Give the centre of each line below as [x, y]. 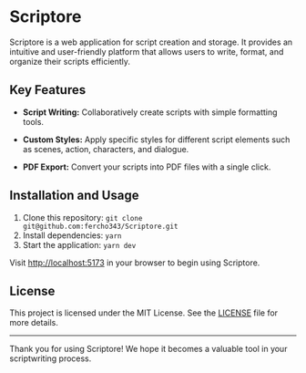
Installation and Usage [74, 196]
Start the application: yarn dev [79, 244]
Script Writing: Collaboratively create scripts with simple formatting [150, 112]
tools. [33, 121]
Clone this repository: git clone [82, 217]
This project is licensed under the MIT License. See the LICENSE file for [144, 313]
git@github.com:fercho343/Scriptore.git [100, 226]
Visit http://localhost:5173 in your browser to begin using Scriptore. [135, 263]
